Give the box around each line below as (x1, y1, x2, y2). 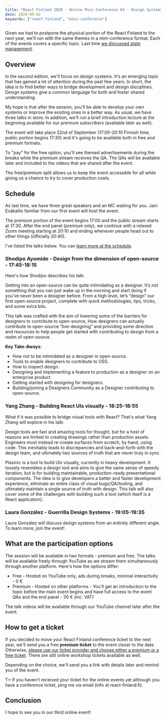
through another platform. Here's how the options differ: (5, 563, 120, 569)
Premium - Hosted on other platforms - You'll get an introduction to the (12, 583, 157, 589)
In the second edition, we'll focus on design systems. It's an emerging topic (5, 73, 159, 79)
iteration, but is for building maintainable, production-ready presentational (5, 470, 156, 476)
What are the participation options (5, 540, 113, 548)
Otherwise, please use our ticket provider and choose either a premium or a (5, 647, 159, 653)
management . (5, 46, 34, 52)
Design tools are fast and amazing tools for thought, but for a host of (5, 428, 145, 434)
